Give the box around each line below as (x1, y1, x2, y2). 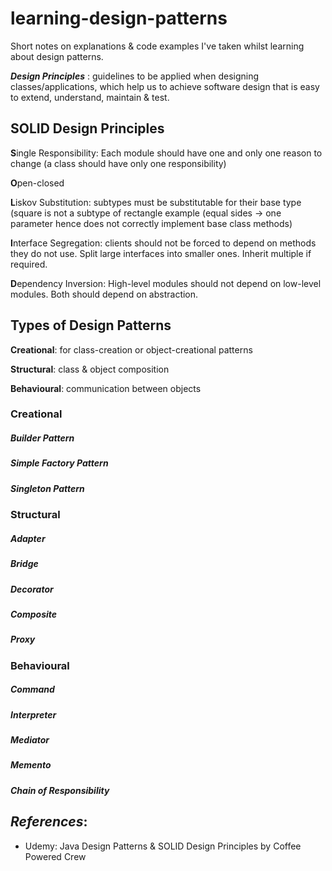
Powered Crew (24, 850, 87, 862)
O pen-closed (10, 177, 65, 189)
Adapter (10, 532, 46, 544)
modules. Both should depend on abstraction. (10, 288, 199, 300)
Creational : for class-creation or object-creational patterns (10, 343, 253, 356)
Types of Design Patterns (10, 317, 172, 334)
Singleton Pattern (10, 482, 85, 494)
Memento (10, 759, 52, 771)
